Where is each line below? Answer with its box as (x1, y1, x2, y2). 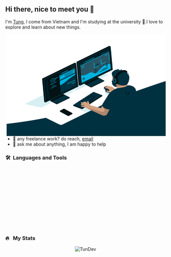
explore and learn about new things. (5, 24, 81, 30)
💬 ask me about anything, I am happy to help (12, 141, 106, 147)
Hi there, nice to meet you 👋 (5, 5, 95, 14)
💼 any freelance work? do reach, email (12, 135, 94, 141)
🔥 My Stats (5, 235, 36, 242)
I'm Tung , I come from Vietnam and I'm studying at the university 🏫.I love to (5, 18, 163, 24)
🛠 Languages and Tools (5, 154, 67, 161)
